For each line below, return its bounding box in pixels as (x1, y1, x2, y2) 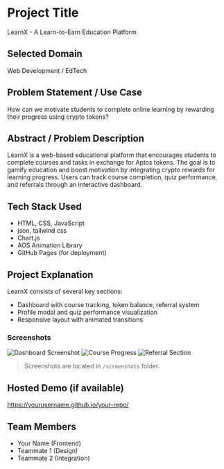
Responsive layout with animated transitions (17, 315, 144, 324)
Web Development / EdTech (7, 66, 87, 74)
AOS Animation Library (17, 241, 83, 249)
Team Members (7, 420, 76, 432)
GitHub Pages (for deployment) (17, 249, 107, 257)
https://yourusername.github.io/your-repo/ (7, 401, 130, 409)
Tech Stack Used (7, 200, 82, 213)
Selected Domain (7, 48, 83, 60)
